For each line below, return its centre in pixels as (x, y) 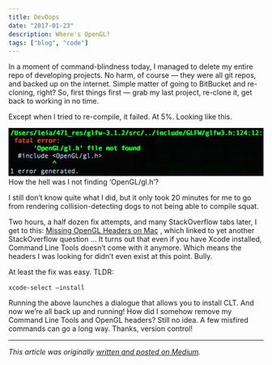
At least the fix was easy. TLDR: (61, 272)
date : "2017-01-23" (41, 25)
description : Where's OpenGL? (59, 34)
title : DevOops (34, 17)
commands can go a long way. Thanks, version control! (100, 329)
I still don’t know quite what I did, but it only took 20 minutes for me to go (130, 197)
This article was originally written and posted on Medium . (104, 352)
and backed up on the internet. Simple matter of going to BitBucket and (127, 84)
